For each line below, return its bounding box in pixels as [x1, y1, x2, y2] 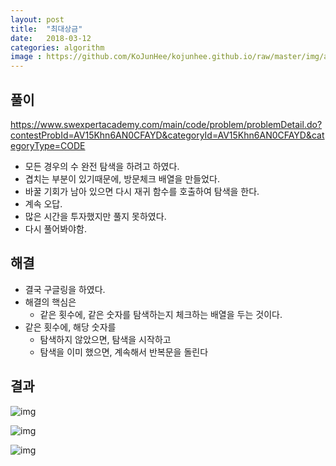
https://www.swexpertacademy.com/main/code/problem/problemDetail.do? [10, 118, 323, 130]
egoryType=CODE [10, 139, 86, 151]
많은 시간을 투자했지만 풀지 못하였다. [24, 210, 167, 222]
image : [10, 52, 43, 62]
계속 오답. [24, 197, 63, 210]
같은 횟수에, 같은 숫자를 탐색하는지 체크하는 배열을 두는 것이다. [39, 308, 283, 320]
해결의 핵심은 [24, 296, 77, 308]
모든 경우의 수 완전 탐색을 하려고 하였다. [24, 160, 180, 172]
